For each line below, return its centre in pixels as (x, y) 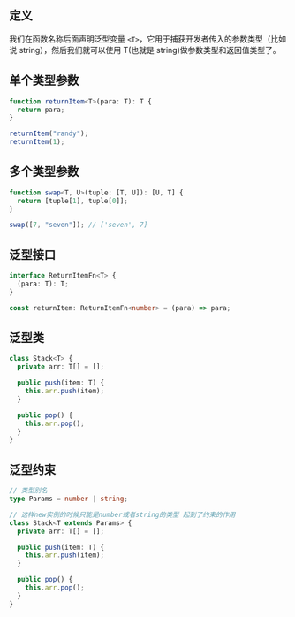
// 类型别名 (29, 491)
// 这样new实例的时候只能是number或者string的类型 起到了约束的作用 (122, 514)
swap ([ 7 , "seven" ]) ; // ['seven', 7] (79, 225)
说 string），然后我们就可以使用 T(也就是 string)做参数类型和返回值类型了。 (145, 50)
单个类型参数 (44, 81)
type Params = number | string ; (68, 499)
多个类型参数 (44, 172)
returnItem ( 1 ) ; (37, 142)
